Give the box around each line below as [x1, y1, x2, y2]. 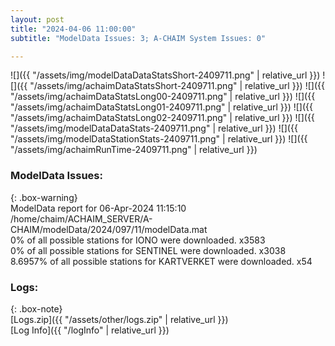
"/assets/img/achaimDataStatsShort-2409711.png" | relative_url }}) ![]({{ [29, 80, 325, 92]
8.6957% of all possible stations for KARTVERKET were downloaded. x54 [10, 255, 313, 267]
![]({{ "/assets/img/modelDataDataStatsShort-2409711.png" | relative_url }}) [10, 69, 321, 81]
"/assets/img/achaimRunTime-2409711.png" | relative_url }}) [10, 144, 258, 156]
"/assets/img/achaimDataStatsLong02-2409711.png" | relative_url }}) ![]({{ [10, 112, 315, 124]
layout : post [10, 14, 65, 25]
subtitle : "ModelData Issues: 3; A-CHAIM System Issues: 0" [10, 33, 267, 43]
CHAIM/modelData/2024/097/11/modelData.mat [10, 223, 208, 235]
